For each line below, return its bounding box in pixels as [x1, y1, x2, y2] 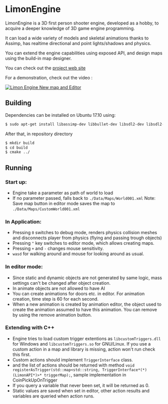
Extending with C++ [5, 324, 55, 331]
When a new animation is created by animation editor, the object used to [12, 301, 161, 307]
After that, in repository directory [5, 131, 73, 137]
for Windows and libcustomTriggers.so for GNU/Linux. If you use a [12, 341, 151, 347]
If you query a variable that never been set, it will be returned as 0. [12, 382, 150, 388]
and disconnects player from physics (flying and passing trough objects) [12, 235, 162, 241]
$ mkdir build [5, 140, 35, 145]
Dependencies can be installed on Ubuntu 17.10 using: [5, 112, 116, 118]
